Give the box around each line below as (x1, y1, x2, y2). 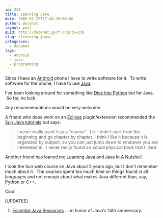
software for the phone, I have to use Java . (5, 80, 92, 86)
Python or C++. (5, 179, 36, 185)
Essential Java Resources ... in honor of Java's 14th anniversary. (12, 208, 142, 214)
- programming (9, 62, 38, 67)
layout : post (5, 25, 32, 30)
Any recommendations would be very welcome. (5, 105, 102, 111)
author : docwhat (5, 21, 38, 26)
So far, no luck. (6, 95, 37, 101)
